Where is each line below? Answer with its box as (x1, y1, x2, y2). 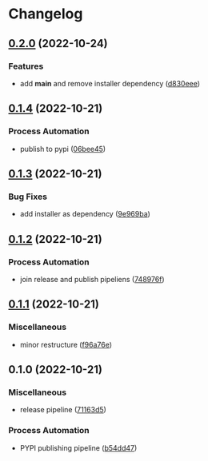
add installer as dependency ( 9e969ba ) (19, 209, 150, 219)
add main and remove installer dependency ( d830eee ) (19, 78, 201, 88)
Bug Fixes (8, 191, 48, 202)
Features (8, 61, 44, 72)
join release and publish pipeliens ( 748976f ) (19, 274, 166, 284)
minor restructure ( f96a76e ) (19, 340, 113, 349)
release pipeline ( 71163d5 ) (19, 405, 106, 415)
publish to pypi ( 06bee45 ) (19, 144, 106, 153)
